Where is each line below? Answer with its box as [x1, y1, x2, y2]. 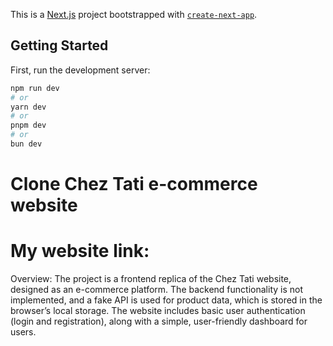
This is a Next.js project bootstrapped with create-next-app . [10, 9, 258, 20]
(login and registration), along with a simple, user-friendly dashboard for [10, 315, 308, 328]
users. [10, 326, 37, 338]
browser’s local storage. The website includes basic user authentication [10, 305, 306, 317]
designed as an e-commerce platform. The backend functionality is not [10, 284, 304, 296]
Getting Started [10, 37, 109, 54]
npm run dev [10, 83, 60, 93]
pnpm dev [10, 120, 47, 131]
